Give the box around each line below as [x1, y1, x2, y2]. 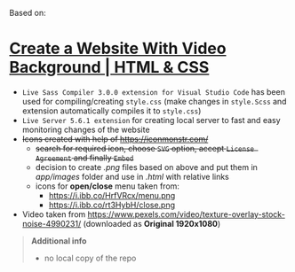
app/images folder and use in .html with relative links [35, 171, 229, 182]
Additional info [30, 235, 87, 246]
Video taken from [21, 208, 86, 220]
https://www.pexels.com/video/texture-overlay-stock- [87, 208, 286, 220]
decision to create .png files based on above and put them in [35, 161, 258, 172]
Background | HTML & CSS [9, 58, 210, 78]
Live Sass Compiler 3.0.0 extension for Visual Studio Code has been [21, 86, 286, 97]
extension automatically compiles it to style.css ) [21, 105, 202, 116]
